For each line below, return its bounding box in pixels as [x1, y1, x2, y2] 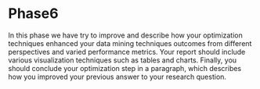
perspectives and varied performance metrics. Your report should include [8, 47, 246, 56]
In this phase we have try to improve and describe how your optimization [8, 30, 243, 40]
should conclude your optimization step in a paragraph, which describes [8, 63, 242, 73]
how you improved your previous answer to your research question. [8, 72, 227, 81]
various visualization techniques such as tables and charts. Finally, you [8, 55, 237, 65]
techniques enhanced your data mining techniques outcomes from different [8, 38, 252, 48]
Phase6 [8, 5, 59, 23]
